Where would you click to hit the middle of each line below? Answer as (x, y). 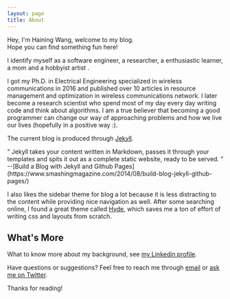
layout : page (26, 13)
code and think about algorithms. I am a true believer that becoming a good (114, 110)
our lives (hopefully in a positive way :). (62, 125)
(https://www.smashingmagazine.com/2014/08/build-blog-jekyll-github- (110, 174)
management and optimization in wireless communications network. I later (112, 95)
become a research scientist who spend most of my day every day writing (112, 103)
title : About (26, 20)
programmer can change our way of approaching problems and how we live (115, 117)
